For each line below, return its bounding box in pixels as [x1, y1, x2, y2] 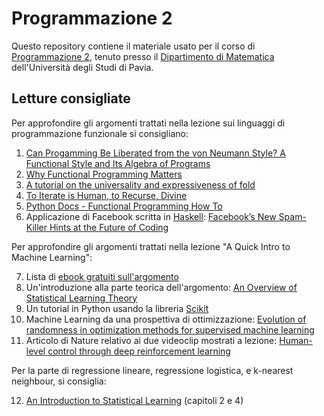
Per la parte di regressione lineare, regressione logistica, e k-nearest [11, 364, 294, 376]
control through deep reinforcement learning [47, 345, 231, 357]
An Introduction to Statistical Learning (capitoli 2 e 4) [25, 394, 244, 406]
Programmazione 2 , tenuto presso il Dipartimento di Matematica [11, 50, 275, 62]
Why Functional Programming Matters [25, 168, 183, 180]
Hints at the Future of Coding [49, 221, 169, 233]
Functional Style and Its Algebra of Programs [25, 157, 211, 169]
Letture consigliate [11, 90, 131, 107]
